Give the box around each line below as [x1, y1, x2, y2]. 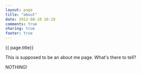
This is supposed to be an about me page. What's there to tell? [5, 54, 136, 60]
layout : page [5, 7, 33, 13]
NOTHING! [5, 64, 28, 70]
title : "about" [5, 12, 38, 17]
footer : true [5, 31, 33, 36]
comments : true [5, 21, 38, 27]
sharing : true [5, 26, 36, 31]
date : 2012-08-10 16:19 [5, 17, 56, 22]
